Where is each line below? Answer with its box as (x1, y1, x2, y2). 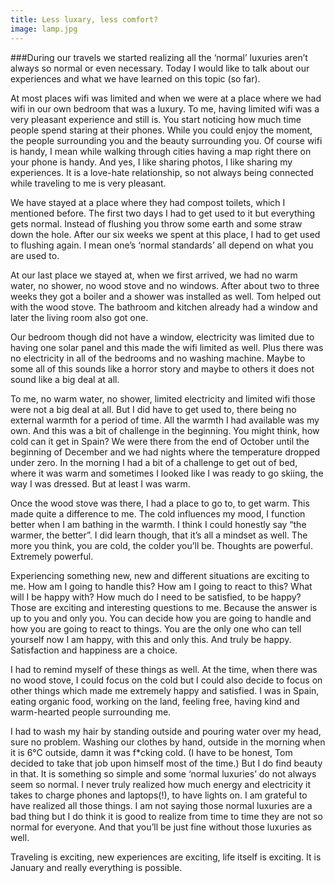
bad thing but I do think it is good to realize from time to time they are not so (10, 810, 323, 822)
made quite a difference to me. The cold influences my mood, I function (10, 507, 306, 520)
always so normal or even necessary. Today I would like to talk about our (10, 62, 310, 74)
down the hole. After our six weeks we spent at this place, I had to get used (10, 228, 321, 240)
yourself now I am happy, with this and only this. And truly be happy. (10, 633, 292, 645)
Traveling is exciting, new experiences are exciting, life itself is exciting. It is (10, 851, 322, 863)
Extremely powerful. (10, 550, 94, 562)
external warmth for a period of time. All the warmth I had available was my (10, 414, 320, 426)
